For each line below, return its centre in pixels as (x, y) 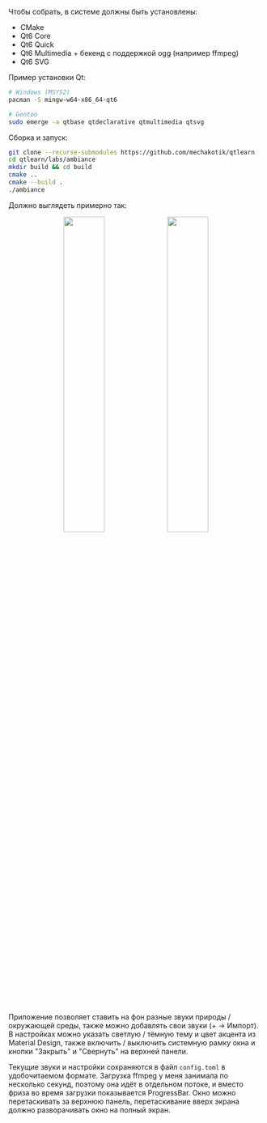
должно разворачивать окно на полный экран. (90, 1110)
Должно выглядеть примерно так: (68, 205)
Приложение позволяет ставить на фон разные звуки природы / (120, 1017)
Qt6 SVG (35, 61)
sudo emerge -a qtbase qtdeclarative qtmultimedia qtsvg (106, 122)
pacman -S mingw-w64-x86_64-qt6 (63, 100)
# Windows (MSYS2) (39, 92)
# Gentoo (23, 114)
